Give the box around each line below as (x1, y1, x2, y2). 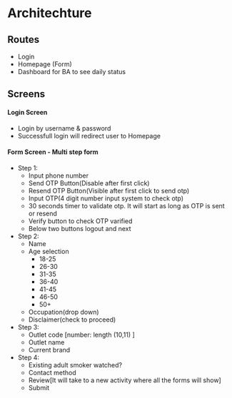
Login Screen (7, 108, 48, 116)
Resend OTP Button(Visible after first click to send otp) (28, 186, 190, 195)
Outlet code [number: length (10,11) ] (28, 330, 136, 339)
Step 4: (17, 353, 39, 362)
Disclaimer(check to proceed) (28, 315, 116, 324)
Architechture (7, 5, 92, 21)
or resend (28, 209, 57, 218)
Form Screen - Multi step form (7, 148, 99, 156)
